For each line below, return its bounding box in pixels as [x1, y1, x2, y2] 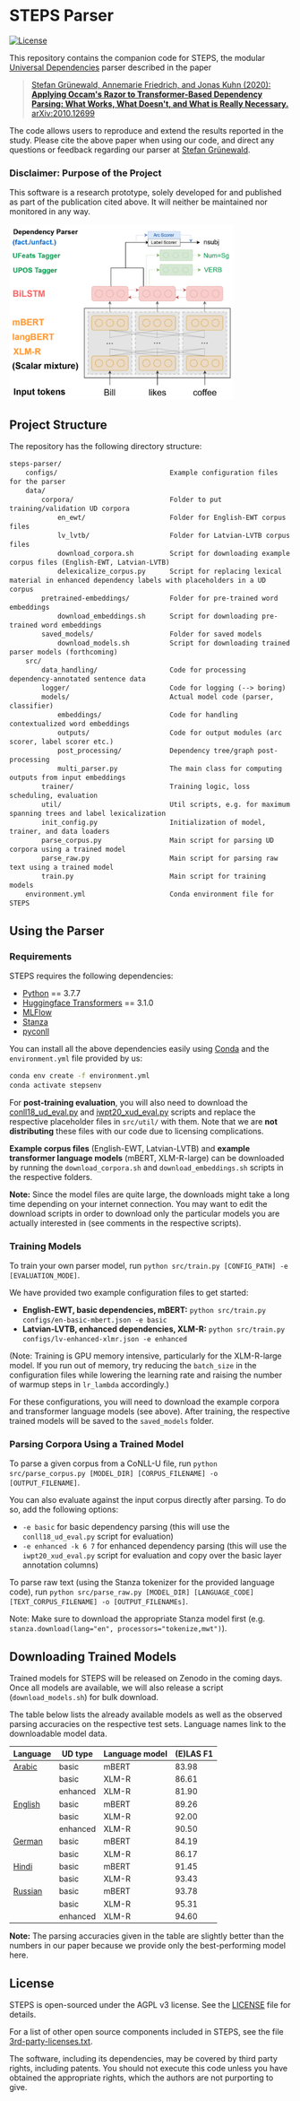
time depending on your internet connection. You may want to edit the [9, 1198, 268, 1209]
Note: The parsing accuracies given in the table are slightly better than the [9, 1931, 285, 1941]
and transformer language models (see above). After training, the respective [9, 1406, 291, 1417]
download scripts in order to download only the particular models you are [9, 1208, 280, 1219]
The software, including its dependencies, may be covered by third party [9, 2053, 278, 2064]
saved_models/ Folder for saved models [41, 629, 262, 639]
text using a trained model [9, 863, 115, 873]
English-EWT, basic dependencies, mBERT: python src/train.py [21, 1305, 267, 1315]
